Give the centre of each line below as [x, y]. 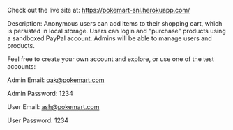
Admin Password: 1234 [40, 94]
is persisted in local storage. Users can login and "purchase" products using [117, 31]
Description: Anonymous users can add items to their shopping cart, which [115, 23]
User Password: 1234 [38, 120]
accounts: [22, 66]
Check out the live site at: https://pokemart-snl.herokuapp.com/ [99, 10]
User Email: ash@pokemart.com [53, 107]
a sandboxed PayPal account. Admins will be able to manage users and [110, 38]
